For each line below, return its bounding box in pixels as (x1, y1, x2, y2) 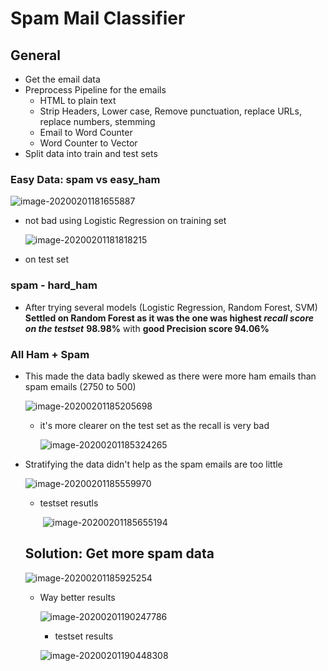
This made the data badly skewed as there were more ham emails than (24, 370, 317, 382)
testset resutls (39, 497, 99, 509)
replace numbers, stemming (39, 116, 156, 127)
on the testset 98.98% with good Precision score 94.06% (24, 322, 270, 334)
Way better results (39, 591, 116, 603)
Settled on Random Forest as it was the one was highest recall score (24, 312, 315, 324)
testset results (54, 630, 114, 642)
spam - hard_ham (10, 278, 98, 292)
